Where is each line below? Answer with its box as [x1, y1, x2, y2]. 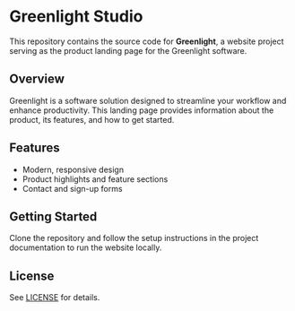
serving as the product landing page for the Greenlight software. [9, 45, 247, 56]
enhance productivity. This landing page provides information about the [9, 105, 274, 116]
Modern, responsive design [22, 164, 124, 175]
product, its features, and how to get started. [9, 114, 175, 125]
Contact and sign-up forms [22, 183, 123, 194]
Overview [9, 72, 65, 87]
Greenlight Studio [9, 6, 143, 27]
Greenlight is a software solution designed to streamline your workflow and [9, 95, 287, 106]
